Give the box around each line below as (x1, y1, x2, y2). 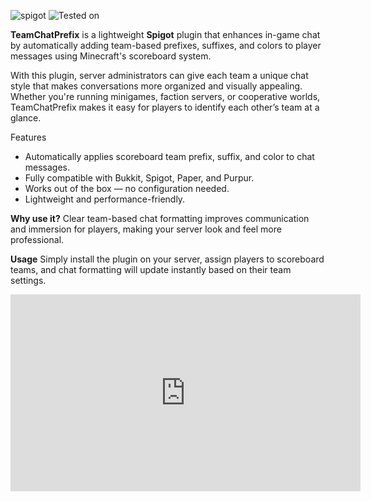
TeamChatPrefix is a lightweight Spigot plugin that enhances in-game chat (10, 29, 321, 40)
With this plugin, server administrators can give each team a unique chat (10, 70, 309, 81)
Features (10, 131, 47, 143)
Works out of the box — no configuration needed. (24, 183, 230, 194)
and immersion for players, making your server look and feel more (10, 223, 282, 235)
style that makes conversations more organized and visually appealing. (10, 80, 303, 92)
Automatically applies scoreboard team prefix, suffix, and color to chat (24, 151, 315, 162)
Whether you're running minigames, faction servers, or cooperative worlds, (10, 91, 321, 102)
